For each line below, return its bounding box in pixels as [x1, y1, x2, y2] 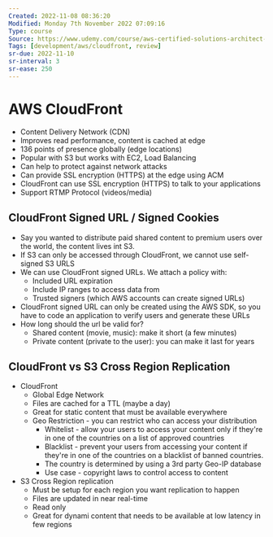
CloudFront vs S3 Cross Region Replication [8, 360, 231, 373]
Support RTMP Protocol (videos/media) [19, 187, 153, 197]
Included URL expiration [32, 276, 114, 286]
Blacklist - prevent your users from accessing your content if [44, 442, 248, 452]
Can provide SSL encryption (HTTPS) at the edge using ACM [19, 170, 224, 180]
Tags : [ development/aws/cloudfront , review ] [8, 42, 162, 50]
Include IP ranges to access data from [32, 284, 160, 294]
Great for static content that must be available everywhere [32, 408, 227, 417]
